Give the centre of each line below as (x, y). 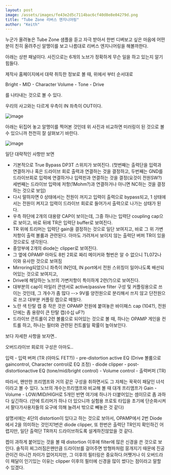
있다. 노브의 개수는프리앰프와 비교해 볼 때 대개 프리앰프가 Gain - (93, 388)
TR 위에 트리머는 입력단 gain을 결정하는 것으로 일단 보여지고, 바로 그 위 (83, 229)
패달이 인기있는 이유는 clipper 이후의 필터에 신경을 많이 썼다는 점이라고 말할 (86, 461)
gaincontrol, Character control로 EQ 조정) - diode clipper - (66, 364)
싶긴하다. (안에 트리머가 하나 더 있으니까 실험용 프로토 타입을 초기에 (77, 401)
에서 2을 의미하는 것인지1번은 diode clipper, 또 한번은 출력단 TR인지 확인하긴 (82, 425)
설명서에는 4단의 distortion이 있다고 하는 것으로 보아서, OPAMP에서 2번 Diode (84, 418)
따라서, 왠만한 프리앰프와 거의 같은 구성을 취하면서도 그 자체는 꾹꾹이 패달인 (80, 382)
